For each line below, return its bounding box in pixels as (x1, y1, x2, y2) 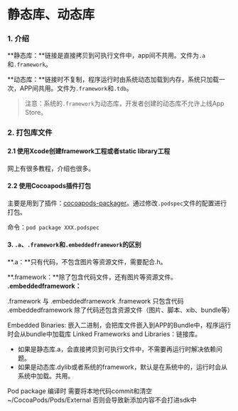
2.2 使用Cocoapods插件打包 (7, 182, 91, 190)
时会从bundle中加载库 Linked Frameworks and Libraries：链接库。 (7, 330, 202, 338)
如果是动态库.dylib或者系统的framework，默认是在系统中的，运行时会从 (17, 363, 228, 371)
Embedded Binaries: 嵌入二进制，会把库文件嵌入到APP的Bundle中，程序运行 (7, 321, 232, 330)
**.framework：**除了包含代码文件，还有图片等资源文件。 (7, 273, 178, 281)
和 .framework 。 (7, 60, 52, 68)
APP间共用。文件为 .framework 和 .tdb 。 (19, 84, 133, 93)
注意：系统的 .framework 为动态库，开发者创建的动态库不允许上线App (24, 99, 225, 108)
